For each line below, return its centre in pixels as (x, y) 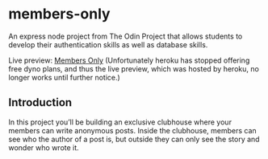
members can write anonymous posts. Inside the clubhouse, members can (132, 130)
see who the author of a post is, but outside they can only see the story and (134, 139)
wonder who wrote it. (44, 147)
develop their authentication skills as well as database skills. (108, 44)
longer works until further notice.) (65, 77)
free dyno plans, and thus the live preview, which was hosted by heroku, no (134, 68)
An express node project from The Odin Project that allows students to (126, 36)
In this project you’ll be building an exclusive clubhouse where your (120, 122)
